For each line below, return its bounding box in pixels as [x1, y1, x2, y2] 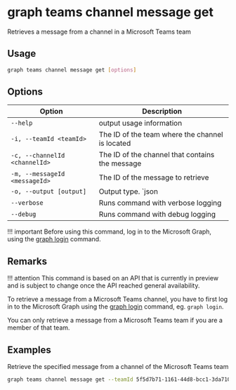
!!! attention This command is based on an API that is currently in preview [7, 274, 219, 283]
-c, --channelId [11, 152, 65, 160]
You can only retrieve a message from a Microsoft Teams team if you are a [7, 316, 223, 325]
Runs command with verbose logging [98, 198, 222, 208]
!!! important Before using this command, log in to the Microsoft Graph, [7, 227, 212, 236]
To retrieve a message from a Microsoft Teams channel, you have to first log [7, 295, 228, 304]
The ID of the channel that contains [98, 150, 215, 160]
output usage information [98, 119, 183, 128]
